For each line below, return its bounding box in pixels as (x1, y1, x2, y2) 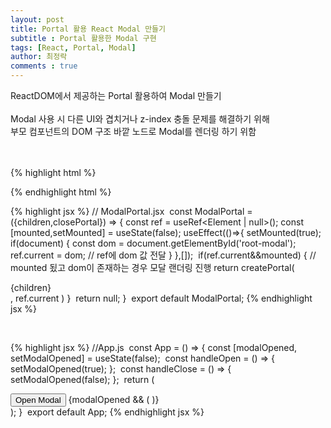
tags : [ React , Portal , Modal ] (10, 42, 137, 53)
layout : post (10, 14, 65, 25)
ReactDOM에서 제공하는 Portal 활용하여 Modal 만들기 (10, 90, 222, 101)
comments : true (10, 61, 78, 71)
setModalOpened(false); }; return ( (10, 374, 155, 385)
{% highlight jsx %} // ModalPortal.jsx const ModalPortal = (10, 206, 253, 217)
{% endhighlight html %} (10, 186, 112, 198)
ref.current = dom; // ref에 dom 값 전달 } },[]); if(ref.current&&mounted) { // (10, 249, 317, 261)
